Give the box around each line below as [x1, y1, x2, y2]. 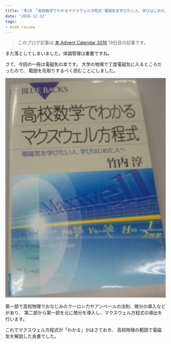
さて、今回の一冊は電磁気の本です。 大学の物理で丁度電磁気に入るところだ [5, 61, 162, 67]
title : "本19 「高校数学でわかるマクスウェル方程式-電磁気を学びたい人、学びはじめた [5, 8, 165, 13]
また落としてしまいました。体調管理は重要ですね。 [5, 50, 112, 57]
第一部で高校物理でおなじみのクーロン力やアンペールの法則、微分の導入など [5, 303, 166, 309]
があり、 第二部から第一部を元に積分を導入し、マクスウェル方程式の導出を [5, 309, 162, 315]
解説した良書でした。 [14, 333, 59, 339]
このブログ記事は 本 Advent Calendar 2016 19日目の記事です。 [17, 40, 149, 46]
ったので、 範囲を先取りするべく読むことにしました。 [5, 68, 118, 74]
